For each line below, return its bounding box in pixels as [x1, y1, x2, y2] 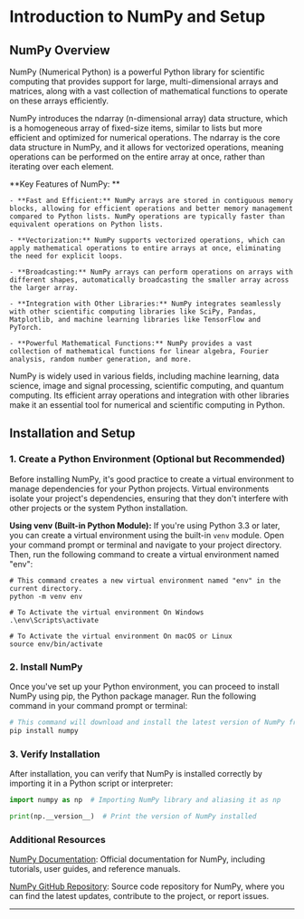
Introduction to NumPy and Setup [9, 6, 266, 27]
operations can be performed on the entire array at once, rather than [9, 151, 265, 162]
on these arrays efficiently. [9, 95, 109, 106]
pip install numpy [9, 726, 79, 735]
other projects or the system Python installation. [9, 502, 188, 513]
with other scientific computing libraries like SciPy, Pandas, [9, 307, 257, 316]
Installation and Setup [9, 426, 136, 441]
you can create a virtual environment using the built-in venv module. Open [9, 529, 285, 540]
